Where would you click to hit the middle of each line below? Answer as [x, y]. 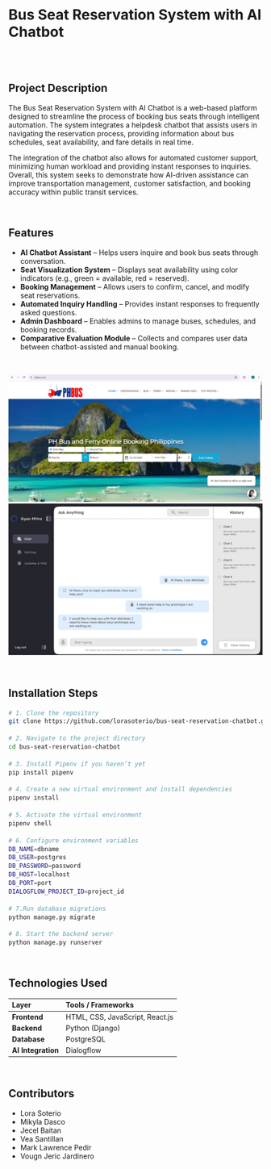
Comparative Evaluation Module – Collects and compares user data [133, 338]
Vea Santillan [42, 1138]
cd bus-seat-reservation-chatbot [65, 747]
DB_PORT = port [30, 883]
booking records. [48, 329]
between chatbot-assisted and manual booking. [99, 347]
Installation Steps [53, 693]
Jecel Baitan [41, 1130]
